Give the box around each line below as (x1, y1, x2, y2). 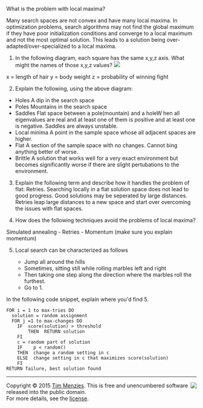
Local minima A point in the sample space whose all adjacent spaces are (14, 129, 196, 136)
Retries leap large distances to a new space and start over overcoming (14, 199, 191, 205)
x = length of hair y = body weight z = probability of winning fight (6, 73, 169, 81)
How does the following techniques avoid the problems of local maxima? (14, 217, 196, 223)
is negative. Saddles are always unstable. (14, 122, 118, 130)
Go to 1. (24, 284, 43, 291)
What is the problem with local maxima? (6, 5, 106, 12)
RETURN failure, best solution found (6, 366, 101, 372)
